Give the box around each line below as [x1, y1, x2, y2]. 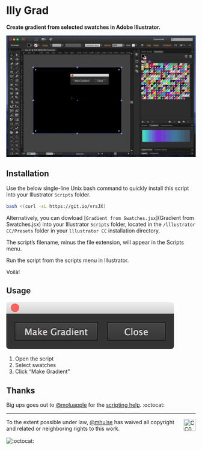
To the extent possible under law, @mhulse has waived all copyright [6, 419, 174, 426]
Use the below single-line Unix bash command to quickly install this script [6, 184, 189, 192]
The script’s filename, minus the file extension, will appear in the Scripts [6, 239, 185, 246]
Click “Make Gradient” [14, 368, 70, 376]
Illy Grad [6, 4, 49, 17]
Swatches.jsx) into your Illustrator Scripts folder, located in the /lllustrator [6, 220, 196, 228]
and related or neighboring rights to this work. [6, 425, 120, 433]
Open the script [14, 355, 54, 362]
